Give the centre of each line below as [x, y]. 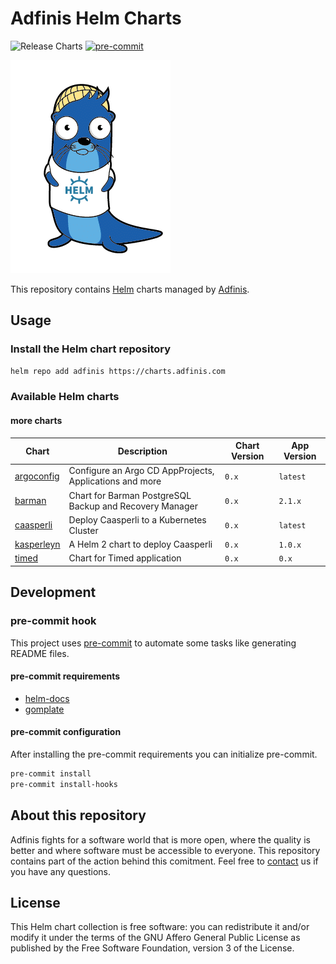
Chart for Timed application [125, 558]
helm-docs [47, 698]
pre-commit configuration [66, 732]
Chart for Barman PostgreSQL [130, 495]
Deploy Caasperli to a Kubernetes [137, 519]
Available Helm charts [65, 397]
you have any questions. [61, 871]
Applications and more [115, 481]
